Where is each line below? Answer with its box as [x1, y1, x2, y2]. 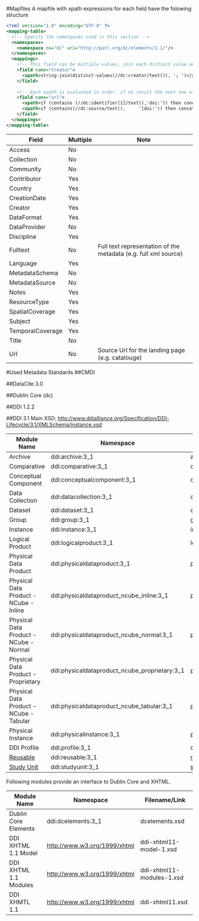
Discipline [9, 232, 37, 240]
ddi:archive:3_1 [50, 452, 94, 461]
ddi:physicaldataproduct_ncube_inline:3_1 [50, 591, 169, 599]
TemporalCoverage [9, 327, 63, 335]
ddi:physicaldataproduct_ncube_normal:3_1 [50, 631, 173, 639]
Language [9, 259, 37, 267]
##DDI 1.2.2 [6, 403, 35, 410]
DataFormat [9, 213, 42, 221]
